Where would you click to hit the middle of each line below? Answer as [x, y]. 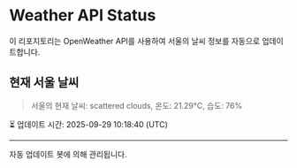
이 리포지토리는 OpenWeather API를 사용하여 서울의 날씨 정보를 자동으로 [135, 41]
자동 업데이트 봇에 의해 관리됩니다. [68, 154]
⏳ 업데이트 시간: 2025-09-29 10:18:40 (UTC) [88, 124]
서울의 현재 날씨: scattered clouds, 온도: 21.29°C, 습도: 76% [137, 105]
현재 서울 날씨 [44, 83]
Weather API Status [83, 15]
